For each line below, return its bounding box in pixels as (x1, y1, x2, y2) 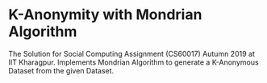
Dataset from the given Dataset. (8, 65, 115, 75)
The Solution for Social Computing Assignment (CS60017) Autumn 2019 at (8, 49, 256, 58)
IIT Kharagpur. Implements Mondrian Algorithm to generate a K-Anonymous (8, 57, 260, 67)
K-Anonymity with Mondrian (8, 6, 202, 24)
